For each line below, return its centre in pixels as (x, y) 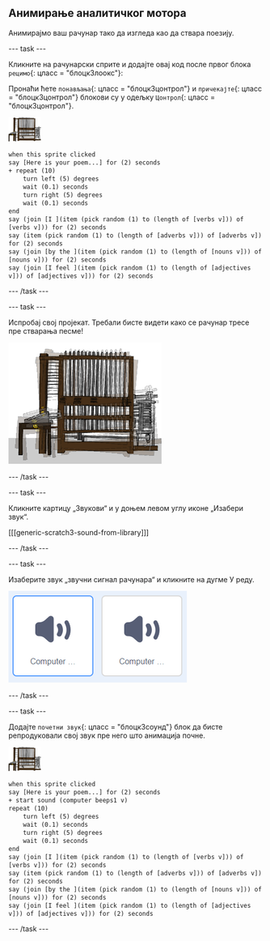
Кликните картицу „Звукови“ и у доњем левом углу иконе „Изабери (126, 508)
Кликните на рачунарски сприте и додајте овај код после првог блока (130, 64)
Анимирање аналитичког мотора (97, 13)
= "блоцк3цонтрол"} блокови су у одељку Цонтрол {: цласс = (112, 97)
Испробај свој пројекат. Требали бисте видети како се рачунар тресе (129, 322)
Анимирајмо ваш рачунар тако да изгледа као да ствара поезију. (121, 32)
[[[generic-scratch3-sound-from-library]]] (79, 532)
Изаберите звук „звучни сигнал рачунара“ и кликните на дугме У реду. (131, 579)
